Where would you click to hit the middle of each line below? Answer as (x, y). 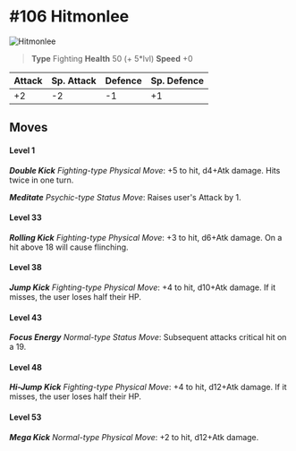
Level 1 (22, 150)
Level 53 (25, 417)
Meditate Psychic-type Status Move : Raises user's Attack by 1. (125, 197)
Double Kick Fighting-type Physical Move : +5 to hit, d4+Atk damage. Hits (145, 170)
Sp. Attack (74, 81)
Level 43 (26, 317)
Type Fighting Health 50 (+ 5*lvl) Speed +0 (112, 58)
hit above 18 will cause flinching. (69, 247)
